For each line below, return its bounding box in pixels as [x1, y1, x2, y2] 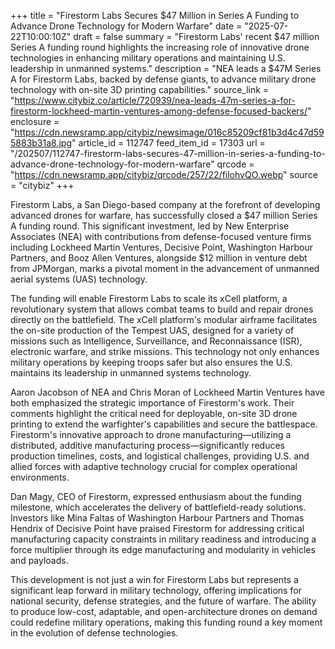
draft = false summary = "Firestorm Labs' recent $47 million [73, 31, 320, 42]
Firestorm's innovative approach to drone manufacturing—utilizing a [10, 429, 292, 440]
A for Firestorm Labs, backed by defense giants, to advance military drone [10, 73, 317, 85]
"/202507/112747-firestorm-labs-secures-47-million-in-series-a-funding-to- [10, 148, 326, 159]
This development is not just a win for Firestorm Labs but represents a [10, 574, 299, 585]
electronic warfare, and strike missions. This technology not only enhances [10, 346, 320, 357]
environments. [10, 471, 70, 483]
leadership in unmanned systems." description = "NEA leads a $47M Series [10, 63, 322, 74]
